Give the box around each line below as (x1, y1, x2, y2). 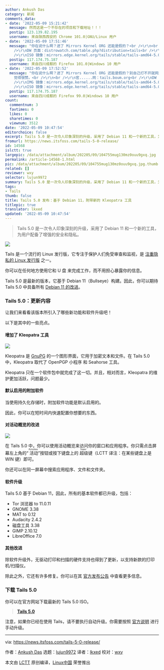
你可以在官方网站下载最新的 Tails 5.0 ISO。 (5, 599, 91, 605)
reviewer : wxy (5, 170, 34, 176)
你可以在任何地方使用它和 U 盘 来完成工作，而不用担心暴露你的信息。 (5, 268, 145, 273)
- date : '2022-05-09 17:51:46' (5, 39, 69, 44)
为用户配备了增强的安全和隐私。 (17, 231, 82, 237)
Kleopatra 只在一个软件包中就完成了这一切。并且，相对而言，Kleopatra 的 (5, 369, 154, 375)
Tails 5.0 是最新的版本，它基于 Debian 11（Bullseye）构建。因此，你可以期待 (5, 278, 159, 284)
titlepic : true (5, 202, 36, 208)
